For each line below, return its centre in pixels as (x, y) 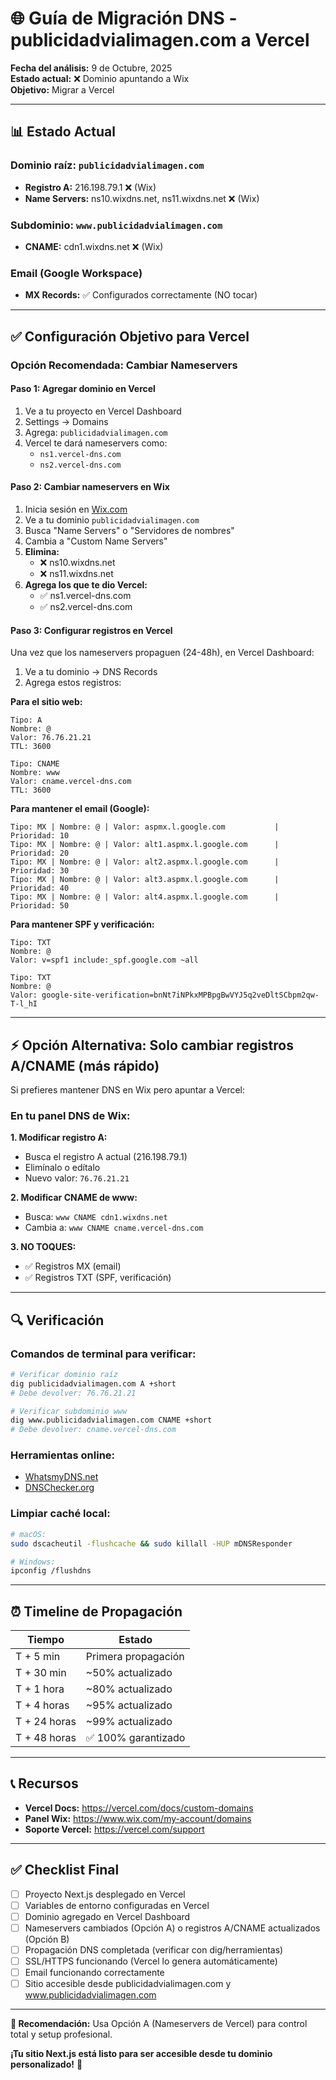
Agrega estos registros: (73, 683)
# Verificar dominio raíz (64, 1374)
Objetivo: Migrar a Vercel (62, 89)
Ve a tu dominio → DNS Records (91, 672)
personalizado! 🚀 (46, 2064)
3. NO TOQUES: (43, 1247)
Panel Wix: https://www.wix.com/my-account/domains (138, 1818)
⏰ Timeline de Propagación (96, 1611)
